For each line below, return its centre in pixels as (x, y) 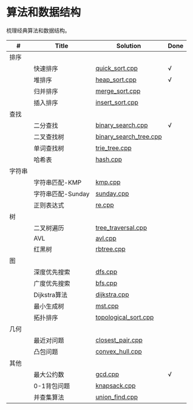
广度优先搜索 (52, 283)
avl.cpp (106, 238)
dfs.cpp (106, 272)
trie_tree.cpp (113, 148)
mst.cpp (107, 306)
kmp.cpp (108, 182)
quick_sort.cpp (117, 68)
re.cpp (105, 205)
